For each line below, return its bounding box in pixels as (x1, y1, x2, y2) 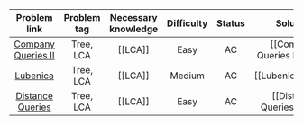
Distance (15, 90, 54, 102)
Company (14, 38, 56, 50)
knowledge (109, 22, 159, 35)
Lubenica (14, 69, 54, 82)
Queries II (14, 49, 56, 61)
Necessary (109, 12, 158, 23)
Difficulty (166, 17, 208, 30)
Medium (170, 69, 205, 82)
